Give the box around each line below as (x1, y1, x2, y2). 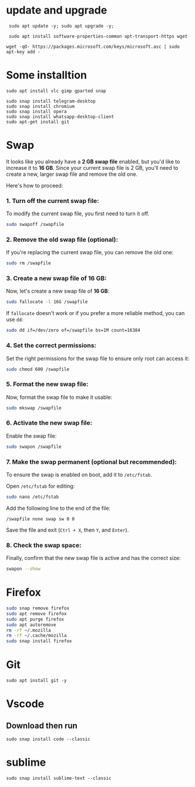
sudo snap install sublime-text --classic (6, 775, 112, 781)
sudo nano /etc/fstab (6, 494, 59, 500)
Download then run (6, 720, 78, 730)
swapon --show (6, 566, 41, 572)
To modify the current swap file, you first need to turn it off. (6, 210, 150, 217)
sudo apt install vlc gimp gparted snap (6, 88, 107, 94)
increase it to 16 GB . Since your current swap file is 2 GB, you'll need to (6, 164, 179, 171)
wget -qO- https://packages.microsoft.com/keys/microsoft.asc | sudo (6, 44, 180, 50)
